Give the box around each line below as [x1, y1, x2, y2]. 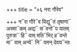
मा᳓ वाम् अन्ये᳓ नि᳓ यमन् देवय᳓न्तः [6, 39, 71, 46]
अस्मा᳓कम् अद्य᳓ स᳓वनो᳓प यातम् [6, 25, 70, 32]
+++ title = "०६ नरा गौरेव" [6, 6, 64, 13]
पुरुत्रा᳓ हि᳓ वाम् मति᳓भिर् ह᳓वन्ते [6, 32, 67, 39]
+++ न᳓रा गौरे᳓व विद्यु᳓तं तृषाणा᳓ [6, 18, 72, 25]
